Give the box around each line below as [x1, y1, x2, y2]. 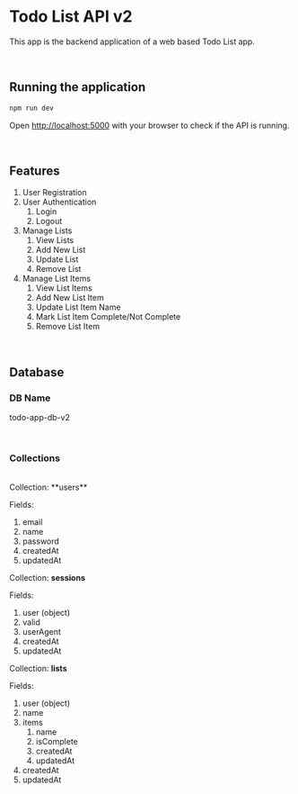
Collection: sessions [9, 573, 85, 583]
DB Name [9, 392, 51, 404]
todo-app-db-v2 [9, 412, 70, 423]
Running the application [9, 79, 146, 95]
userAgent [22, 627, 61, 637]
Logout [35, 216, 63, 227]
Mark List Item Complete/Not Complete [35, 311, 181, 322]
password [22, 536, 60, 546]
